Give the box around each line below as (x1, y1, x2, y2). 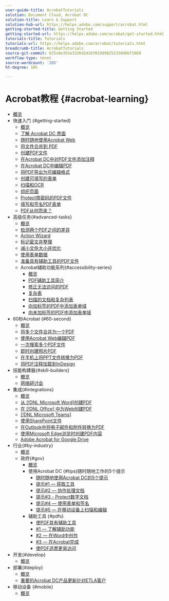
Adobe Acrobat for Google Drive (20, 436, 89, 443)
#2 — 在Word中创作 (35, 533, 78, 539)
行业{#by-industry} (12, 443, 53, 449)
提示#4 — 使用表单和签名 (35, 500, 89, 506)
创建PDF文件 (20, 150, 48, 156)
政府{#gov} (20, 456, 45, 462)
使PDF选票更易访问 (35, 545, 77, 552)
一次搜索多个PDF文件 (20, 341, 66, 348)
